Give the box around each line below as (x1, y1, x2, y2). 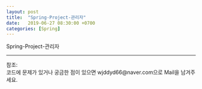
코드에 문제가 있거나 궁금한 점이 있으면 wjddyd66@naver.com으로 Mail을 (6, 69, 180, 76)
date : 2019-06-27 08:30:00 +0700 (6, 20, 96, 26)
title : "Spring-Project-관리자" (6, 14, 86, 20)
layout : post (6, 8, 39, 15)
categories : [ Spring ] (6, 25, 61, 32)
